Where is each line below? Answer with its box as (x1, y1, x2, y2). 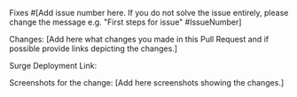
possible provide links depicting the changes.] (9, 43, 178, 54)
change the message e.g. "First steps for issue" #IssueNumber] (9, 17, 242, 27)
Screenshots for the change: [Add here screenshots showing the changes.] (9, 78, 285, 87)
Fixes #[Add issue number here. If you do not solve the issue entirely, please (9, 8, 289, 18)
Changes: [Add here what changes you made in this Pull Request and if (9, 34, 269, 44)
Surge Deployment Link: (9, 61, 98, 71)
